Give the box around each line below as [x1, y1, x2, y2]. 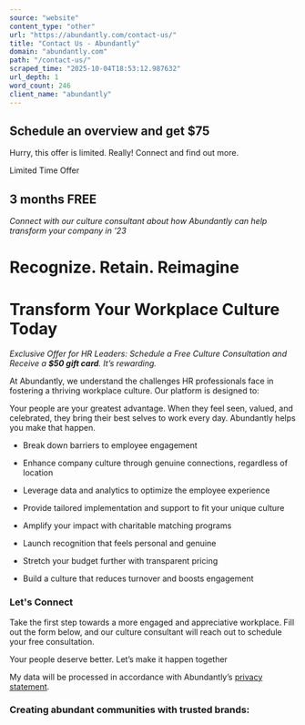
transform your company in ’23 [9, 225, 127, 237]
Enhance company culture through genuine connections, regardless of [22, 457, 289, 469]
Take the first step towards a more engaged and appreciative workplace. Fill [9, 617, 295, 628]
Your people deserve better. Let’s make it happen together [9, 653, 228, 665]
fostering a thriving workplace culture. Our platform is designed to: [9, 385, 259, 396]
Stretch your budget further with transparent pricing [22, 556, 219, 567]
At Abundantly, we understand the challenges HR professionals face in [9, 375, 274, 387]
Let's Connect [9, 596, 74, 608]
